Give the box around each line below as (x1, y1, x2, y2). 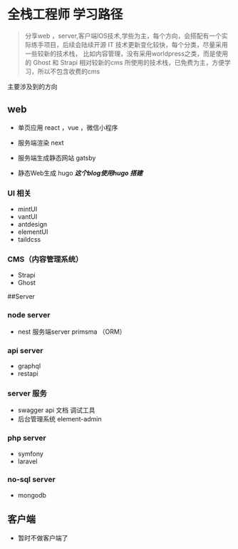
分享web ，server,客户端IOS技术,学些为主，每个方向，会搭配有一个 (24, 31, 222, 40)
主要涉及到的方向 (7, 82, 58, 91)
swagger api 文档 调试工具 (17, 406, 95, 414)
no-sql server (7, 475, 56, 485)
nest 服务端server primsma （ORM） (17, 327, 126, 336)
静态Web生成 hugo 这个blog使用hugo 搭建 (17, 168, 143, 177)
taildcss (17, 235, 41, 244)
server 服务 (7, 388, 48, 398)
